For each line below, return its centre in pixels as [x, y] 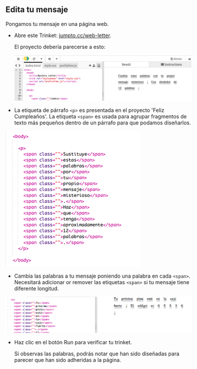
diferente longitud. [37, 288]
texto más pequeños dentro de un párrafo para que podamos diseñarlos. [102, 123]
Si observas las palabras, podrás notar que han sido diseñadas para [97, 354]
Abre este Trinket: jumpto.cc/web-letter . [63, 35]
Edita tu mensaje [37, 10]
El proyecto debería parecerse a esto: [60, 47]
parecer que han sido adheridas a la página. [68, 360]
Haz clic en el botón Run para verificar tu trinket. [73, 342]
